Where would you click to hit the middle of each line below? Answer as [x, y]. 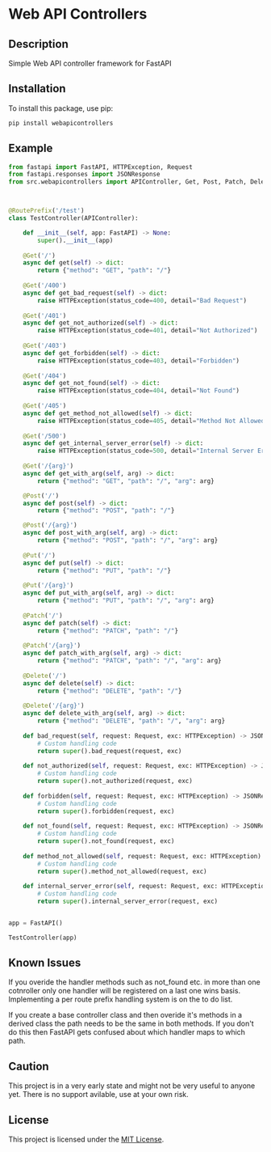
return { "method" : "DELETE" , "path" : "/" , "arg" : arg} [131, 721]
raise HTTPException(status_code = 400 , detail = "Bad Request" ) [142, 300]
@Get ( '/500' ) [45, 436]
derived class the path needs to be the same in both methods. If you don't [131, 1023]
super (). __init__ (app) [75, 240]
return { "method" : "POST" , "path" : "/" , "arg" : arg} [128, 540]
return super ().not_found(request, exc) [106, 841]
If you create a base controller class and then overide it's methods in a [125, 1015]
